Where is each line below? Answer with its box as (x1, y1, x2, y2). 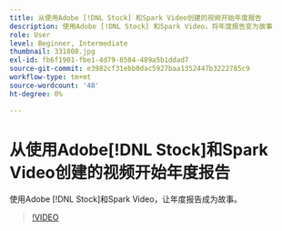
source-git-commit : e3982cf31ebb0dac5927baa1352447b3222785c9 (9, 65, 250, 74)
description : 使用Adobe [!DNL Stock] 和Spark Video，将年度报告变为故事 (9, 22, 273, 31)
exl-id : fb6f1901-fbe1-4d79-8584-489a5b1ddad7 (9, 55, 189, 65)
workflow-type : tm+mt (9, 73, 92, 82)
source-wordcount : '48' (9, 81, 100, 90)
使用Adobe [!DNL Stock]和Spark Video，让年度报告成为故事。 (9, 194, 243, 205)
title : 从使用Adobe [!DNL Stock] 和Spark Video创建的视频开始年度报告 (9, 13, 262, 23)
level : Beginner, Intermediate (9, 38, 128, 48)
